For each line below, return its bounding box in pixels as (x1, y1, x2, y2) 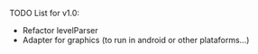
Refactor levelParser (22, 25, 98, 35)
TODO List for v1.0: (9, 8, 79, 18)
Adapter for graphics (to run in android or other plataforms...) (22, 35, 250, 45)
